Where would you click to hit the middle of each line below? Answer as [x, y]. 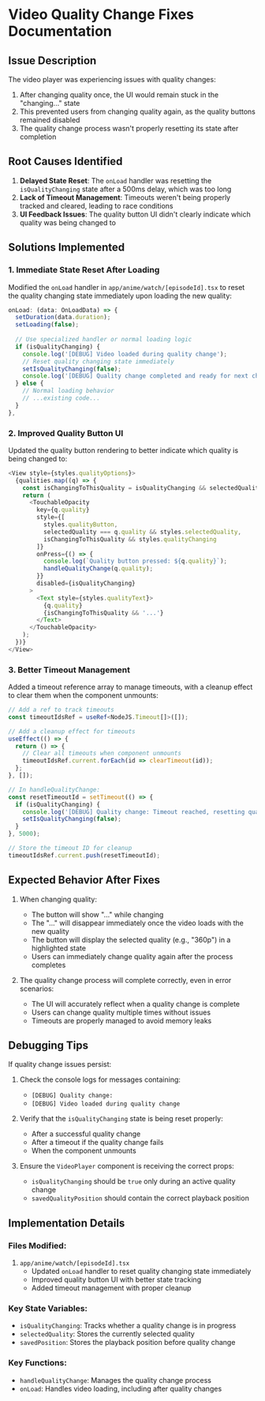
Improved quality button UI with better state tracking [116, 1280]
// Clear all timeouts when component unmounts [102, 753]
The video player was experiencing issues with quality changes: [112, 79]
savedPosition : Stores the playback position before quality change [127, 1343]
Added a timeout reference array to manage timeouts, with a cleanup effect [131, 687]
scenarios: [37, 989]
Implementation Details [67, 1223]
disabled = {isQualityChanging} [86, 584]
